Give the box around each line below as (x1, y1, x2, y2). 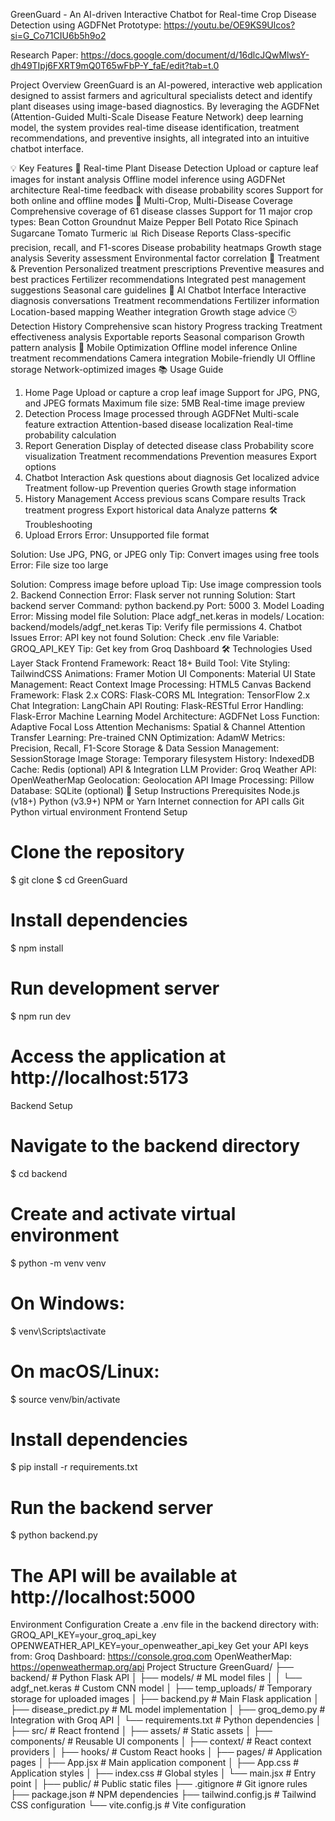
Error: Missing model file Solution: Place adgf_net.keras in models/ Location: (10, 610, 325, 622)
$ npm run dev (10, 1010, 72, 1022)
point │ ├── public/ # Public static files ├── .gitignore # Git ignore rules (10, 1778, 308, 1790)
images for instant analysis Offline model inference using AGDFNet (10, 174, 286, 185)
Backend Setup (10, 1099, 73, 1111)
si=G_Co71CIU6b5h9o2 (10, 30, 107, 41)
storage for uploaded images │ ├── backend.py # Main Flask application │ (10, 1693, 320, 1705)
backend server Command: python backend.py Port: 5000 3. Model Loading (10, 600, 325, 611)
